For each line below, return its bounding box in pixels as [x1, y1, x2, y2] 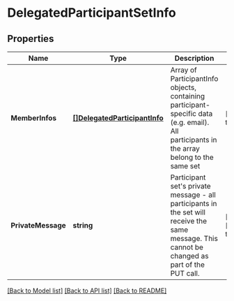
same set [170, 161, 201, 170]
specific [170, 109, 197, 118]
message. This [170, 234, 218, 243]
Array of [170, 65, 197, 75]
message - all [170, 190, 216, 200]
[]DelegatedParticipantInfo [72, 113, 164, 123]
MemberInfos [10, 113, 57, 123]
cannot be [170, 242, 204, 252]
